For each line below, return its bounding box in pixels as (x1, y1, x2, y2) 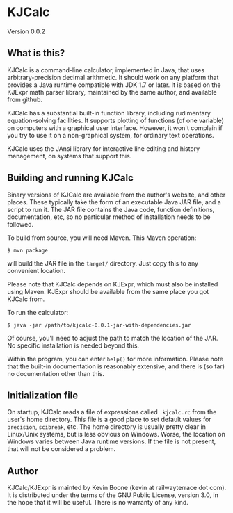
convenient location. (7, 266, 66, 275)
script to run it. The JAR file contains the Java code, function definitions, (7, 205, 215, 213)
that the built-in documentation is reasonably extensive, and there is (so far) (7, 362, 225, 370)
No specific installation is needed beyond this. (7, 341, 140, 350)
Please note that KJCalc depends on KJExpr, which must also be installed (7, 279, 218, 288)
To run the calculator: (7, 308, 69, 316)
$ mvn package (7, 247, 49, 254)
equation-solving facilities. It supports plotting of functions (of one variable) (7, 116, 225, 124)
